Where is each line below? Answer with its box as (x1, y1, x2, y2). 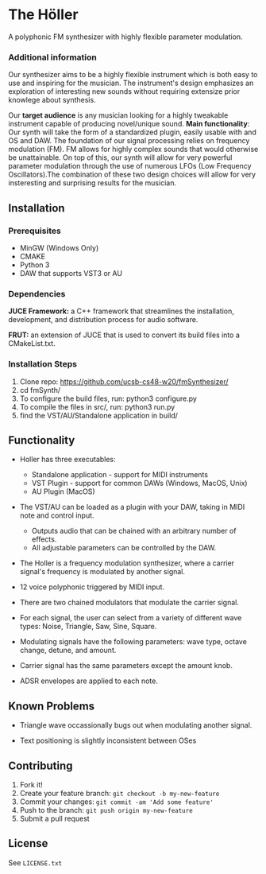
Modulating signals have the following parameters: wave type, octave (19, 637, 248, 647)
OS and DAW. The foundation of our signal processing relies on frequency (8, 136, 250, 146)
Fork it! (19, 779, 44, 789)
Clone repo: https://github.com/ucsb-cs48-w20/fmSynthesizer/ (19, 376, 229, 387)
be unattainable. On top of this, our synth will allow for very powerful (8, 153, 233, 162)
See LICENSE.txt (8, 857, 62, 868)
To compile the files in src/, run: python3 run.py (19, 402, 175, 411)
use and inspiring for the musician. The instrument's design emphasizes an (8, 78, 254, 88)
